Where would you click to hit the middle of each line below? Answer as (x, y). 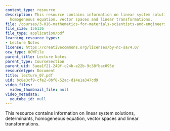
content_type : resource (30, 10)
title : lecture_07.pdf (29, 76)
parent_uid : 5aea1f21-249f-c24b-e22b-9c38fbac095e (60, 66)
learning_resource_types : (32, 38)
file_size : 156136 (25, 29)
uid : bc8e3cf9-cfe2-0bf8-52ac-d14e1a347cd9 (52, 80)
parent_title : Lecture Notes (36, 57)
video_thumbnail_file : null (39, 89)
